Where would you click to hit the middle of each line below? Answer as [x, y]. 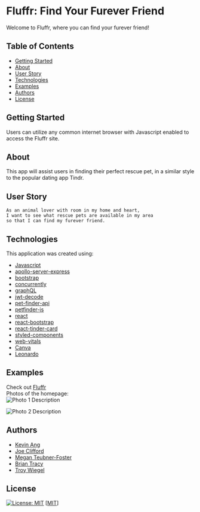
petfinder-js [29, 309]
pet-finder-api [32, 303]
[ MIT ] [52, 503]
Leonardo [27, 354]
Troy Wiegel [30, 470]
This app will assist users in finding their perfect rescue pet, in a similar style [100, 171]
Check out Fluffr [26, 387]
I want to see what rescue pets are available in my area [80, 216]
